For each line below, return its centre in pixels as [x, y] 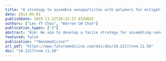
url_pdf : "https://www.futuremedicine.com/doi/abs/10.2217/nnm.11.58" [79, 46]
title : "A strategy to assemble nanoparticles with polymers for [74, 10]
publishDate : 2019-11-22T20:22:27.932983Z [49, 19]
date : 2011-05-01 [23, 14]
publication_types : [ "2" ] [32, 28]
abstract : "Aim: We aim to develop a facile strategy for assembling [78, 32]
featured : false [22, 37]
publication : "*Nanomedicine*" [37, 42]
